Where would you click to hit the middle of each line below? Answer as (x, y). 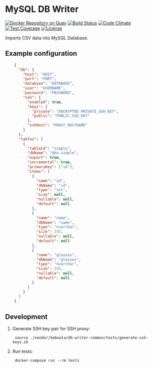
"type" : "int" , (52, 190)
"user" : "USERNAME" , (44, 88)
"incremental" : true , (49, 162)
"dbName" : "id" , (53, 185)
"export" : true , (44, 158)
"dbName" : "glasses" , (59, 259)
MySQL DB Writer (42, 9)
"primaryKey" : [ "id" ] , (51, 167)
